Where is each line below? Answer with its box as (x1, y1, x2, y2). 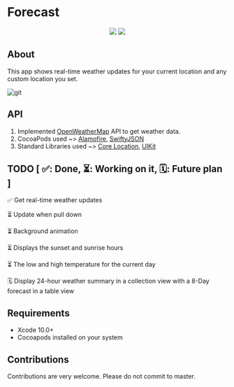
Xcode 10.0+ (17, 326, 54, 335)
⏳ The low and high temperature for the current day (7, 260, 156, 269)
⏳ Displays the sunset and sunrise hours (7, 244, 124, 252)
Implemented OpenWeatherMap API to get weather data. (17, 127, 181, 135)
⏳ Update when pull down (7, 211, 82, 219)
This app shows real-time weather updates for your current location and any (7, 67, 227, 76)
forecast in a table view (7, 287, 75, 295)
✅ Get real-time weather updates (7, 196, 103, 204)
